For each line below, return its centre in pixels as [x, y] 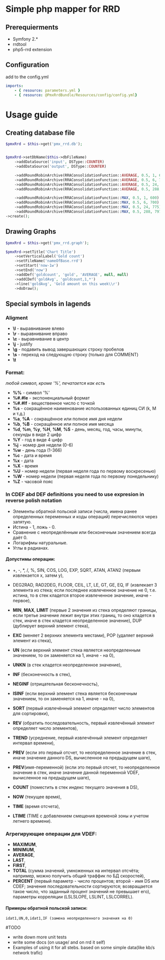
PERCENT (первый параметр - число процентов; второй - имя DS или [86, 881]
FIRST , [19, 866]
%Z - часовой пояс [33, 482]
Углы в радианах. [31, 548]
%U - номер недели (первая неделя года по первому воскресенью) [84, 471]
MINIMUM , [24, 850]
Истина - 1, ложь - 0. [34, 527]
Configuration [27, 65]
